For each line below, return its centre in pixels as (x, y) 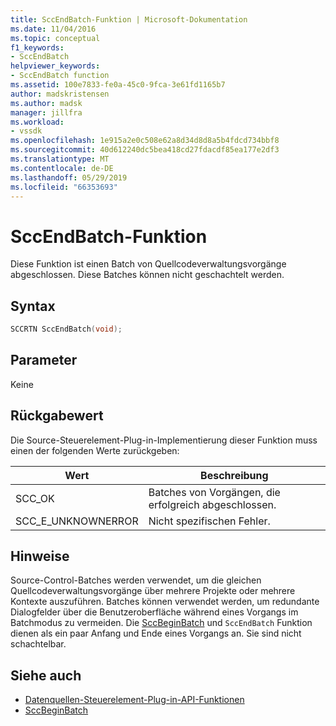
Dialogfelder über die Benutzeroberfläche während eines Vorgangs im (154, 612)
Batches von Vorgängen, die (214, 492)
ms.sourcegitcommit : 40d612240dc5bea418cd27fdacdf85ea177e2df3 (145, 150)
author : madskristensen (60, 94)
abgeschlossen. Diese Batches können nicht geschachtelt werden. (147, 275)
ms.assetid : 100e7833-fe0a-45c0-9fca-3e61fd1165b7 (118, 85)
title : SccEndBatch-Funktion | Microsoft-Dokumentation (129, 19)
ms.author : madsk (46, 103)
